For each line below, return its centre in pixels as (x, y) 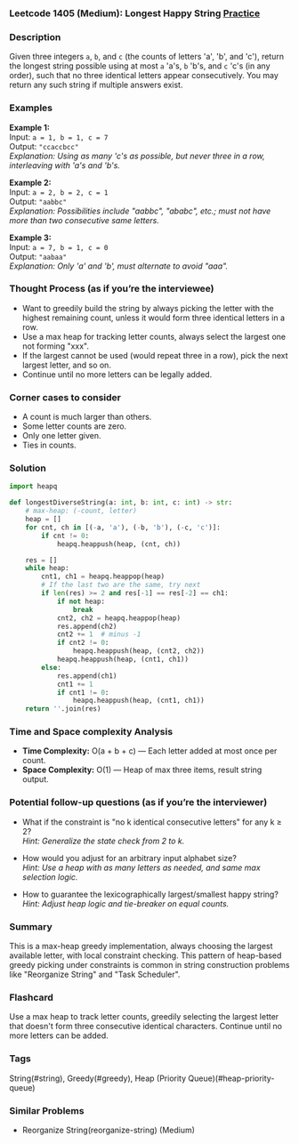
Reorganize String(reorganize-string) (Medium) (109, 1130)
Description (35, 36)
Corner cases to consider (65, 397)
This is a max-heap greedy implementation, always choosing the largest (141, 947)
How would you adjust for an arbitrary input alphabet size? (129, 858)
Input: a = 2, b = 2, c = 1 (59, 192)
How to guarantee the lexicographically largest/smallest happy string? (150, 894)
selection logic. (50, 877)
